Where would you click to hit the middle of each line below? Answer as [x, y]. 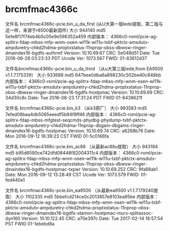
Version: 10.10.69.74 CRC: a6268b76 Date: [111, 131]
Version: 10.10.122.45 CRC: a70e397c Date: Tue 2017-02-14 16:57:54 [92, 218]
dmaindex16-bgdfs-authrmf [34, 53]
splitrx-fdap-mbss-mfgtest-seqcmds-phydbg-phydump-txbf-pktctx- [76, 120]
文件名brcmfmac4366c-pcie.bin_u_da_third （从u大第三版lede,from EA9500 [84, 69]
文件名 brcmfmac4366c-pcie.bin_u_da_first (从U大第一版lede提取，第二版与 [84, 24]
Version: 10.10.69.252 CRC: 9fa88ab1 [120, 169]
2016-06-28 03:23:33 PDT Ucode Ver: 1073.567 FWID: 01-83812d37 [76, 58]
